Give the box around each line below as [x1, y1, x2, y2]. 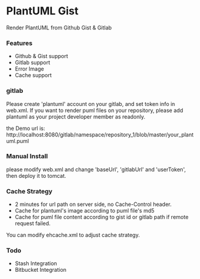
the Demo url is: [6, 125, 45, 132]
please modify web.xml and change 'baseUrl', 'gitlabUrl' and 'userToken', [6, 166, 186, 173]
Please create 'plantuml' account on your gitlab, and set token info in [6, 100, 176, 107]
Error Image [14, 65, 44, 72]
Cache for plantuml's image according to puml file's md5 [14, 207, 155, 214]
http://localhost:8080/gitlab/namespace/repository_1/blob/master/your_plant [6, 131, 194, 138]
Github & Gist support [14, 53, 69, 60]
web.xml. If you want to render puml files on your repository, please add [6, 107, 183, 114]
